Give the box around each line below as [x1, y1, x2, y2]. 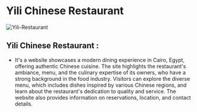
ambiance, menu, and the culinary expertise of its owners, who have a [14, 69, 186, 76]
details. [14, 100, 33, 107]
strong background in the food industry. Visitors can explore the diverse [14, 75, 190, 82]
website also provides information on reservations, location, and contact [14, 94, 191, 101]
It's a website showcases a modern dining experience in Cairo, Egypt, [14, 56, 185, 63]
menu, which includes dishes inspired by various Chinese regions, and [14, 81, 187, 88]
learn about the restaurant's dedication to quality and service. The [14, 87, 176, 95]
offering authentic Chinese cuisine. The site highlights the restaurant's [14, 62, 186, 70]
